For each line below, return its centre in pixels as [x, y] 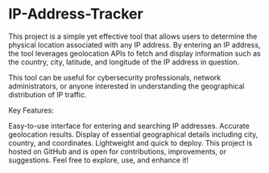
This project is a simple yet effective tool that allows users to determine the [133, 36]
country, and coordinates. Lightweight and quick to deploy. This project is [130, 142]
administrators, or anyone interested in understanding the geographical [126, 86]
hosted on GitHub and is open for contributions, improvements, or [118, 151]
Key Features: [31, 110]
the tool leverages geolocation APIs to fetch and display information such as [134, 53]
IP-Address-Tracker [76, 14]
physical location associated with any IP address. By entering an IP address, [134, 44]
